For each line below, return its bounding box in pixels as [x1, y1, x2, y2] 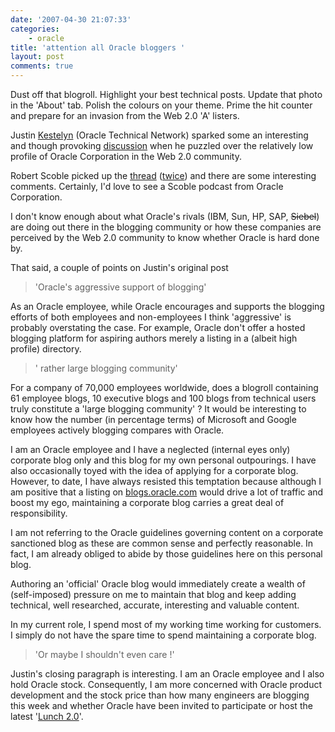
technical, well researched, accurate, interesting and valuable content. [10, 599, 300, 611]
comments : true [10, 61, 74, 71]
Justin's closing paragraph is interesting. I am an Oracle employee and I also [10, 668, 325, 680]
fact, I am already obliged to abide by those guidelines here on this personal [10, 548, 323, 560]
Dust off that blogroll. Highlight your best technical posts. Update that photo [10, 89, 323, 100]
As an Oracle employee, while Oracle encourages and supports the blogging [10, 301, 325, 312]
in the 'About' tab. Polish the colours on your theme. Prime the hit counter [10, 99, 313, 111]
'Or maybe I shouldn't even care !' [34, 649, 175, 660]
